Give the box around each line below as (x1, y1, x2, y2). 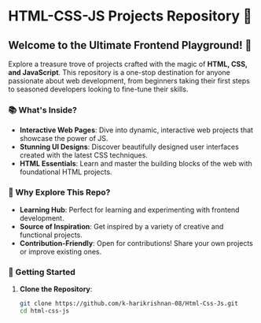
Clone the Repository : (19, 284, 93, 294)
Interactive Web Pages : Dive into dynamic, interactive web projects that (19, 125, 254, 135)
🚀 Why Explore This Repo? (8, 187, 111, 198)
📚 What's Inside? (8, 104, 77, 115)
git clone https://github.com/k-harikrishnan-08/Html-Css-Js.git (19, 299, 238, 307)
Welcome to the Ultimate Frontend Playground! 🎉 (8, 39, 252, 52)
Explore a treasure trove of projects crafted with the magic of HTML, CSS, (8, 59, 248, 69)
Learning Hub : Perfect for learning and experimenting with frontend (19, 205, 240, 214)
